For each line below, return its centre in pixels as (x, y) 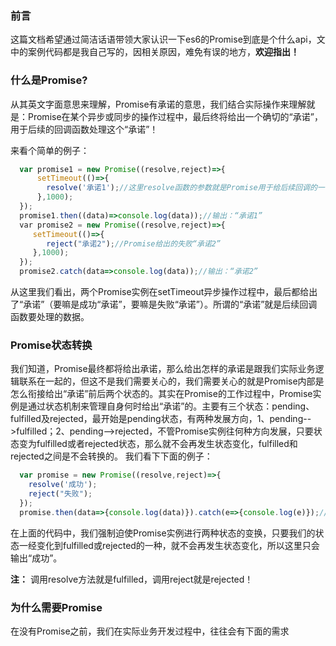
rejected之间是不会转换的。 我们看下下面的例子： (111, 456)
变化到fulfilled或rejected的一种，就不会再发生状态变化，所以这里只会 (178, 545)
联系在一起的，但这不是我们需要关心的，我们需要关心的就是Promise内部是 (171, 381)
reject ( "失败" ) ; (60, 494)
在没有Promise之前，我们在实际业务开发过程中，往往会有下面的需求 (150, 631)
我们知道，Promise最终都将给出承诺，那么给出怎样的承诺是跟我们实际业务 (163, 369)
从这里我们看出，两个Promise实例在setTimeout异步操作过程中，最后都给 (160, 292)
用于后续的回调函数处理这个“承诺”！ (84, 129)
